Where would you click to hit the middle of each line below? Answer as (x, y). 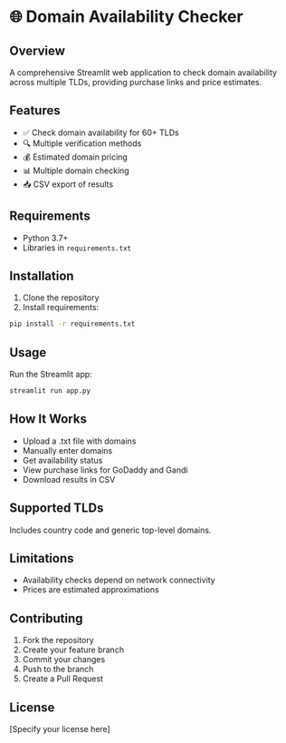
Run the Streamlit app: (51, 375)
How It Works (48, 419)
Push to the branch (58, 670)
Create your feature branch (73, 650)
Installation (42, 276)
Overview (38, 50)
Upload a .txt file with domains (79, 441)
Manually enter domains (67, 450)
